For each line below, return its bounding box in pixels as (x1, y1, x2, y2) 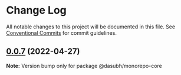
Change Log (6, 4, 67, 17)
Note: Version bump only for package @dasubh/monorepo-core (6, 62, 162, 69)
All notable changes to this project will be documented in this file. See (6, 23, 176, 30)
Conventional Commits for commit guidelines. (6, 29, 117, 36)
